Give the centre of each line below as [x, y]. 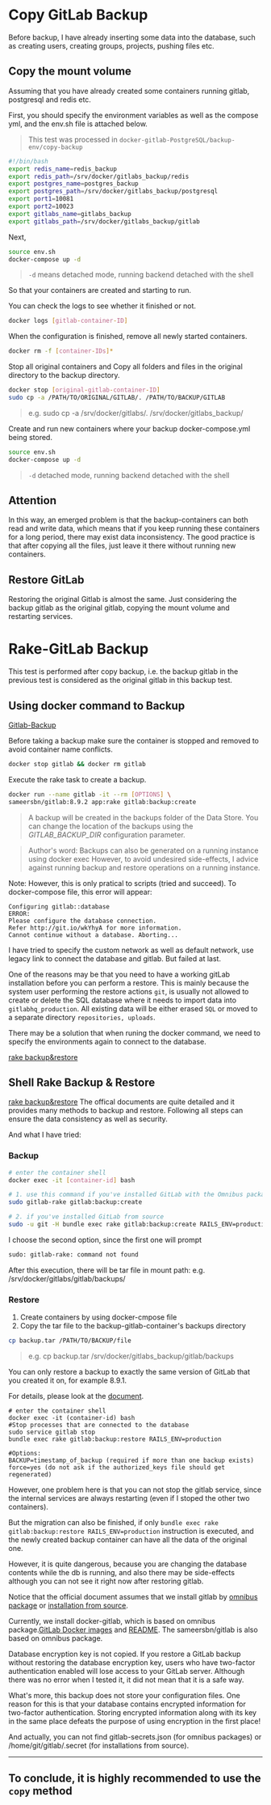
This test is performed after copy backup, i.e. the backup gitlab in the [123, 672]
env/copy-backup [55, 147]
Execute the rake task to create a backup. [77, 779]
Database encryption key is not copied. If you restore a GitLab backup [125, 1654]
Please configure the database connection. [83, 921]
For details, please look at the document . [76, 1396]
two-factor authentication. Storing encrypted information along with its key [132, 1713]
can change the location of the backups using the [110, 826]
